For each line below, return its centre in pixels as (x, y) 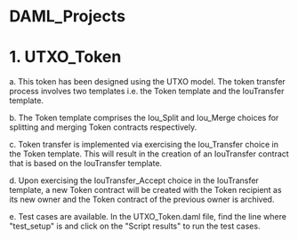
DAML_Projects (68, 16)
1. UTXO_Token (65, 57)
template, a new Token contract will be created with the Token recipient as (145, 190)
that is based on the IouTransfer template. (86, 164)
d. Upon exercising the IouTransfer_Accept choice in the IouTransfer (134, 180)
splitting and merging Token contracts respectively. (103, 127)
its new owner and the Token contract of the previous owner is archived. (142, 200)
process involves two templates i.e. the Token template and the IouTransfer (147, 92)
